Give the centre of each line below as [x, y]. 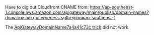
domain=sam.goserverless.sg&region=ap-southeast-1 [60, 17]
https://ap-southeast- [112, 7]
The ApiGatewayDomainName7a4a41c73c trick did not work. [68, 27]
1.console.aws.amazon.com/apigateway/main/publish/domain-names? [77, 12]
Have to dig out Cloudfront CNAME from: [47, 7]
